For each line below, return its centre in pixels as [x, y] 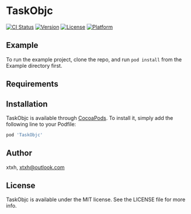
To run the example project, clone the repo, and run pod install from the [94, 59]
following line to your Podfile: [41, 124]
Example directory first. [34, 65]
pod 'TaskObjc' [25, 135]
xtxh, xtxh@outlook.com [36, 167]
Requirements [32, 84]
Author [19, 153]
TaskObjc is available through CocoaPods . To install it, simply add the [90, 118]
